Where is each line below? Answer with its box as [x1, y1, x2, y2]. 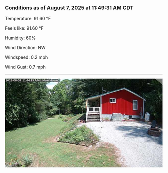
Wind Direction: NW [5, 45, 46, 51]
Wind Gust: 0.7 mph [5, 64, 46, 70]
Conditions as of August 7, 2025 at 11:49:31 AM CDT [5, 4, 134, 11]
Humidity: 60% [5, 35, 36, 41]
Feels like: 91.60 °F [5, 25, 44, 31]
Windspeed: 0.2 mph [5, 54, 48, 60]
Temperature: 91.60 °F [5, 16, 51, 22]
